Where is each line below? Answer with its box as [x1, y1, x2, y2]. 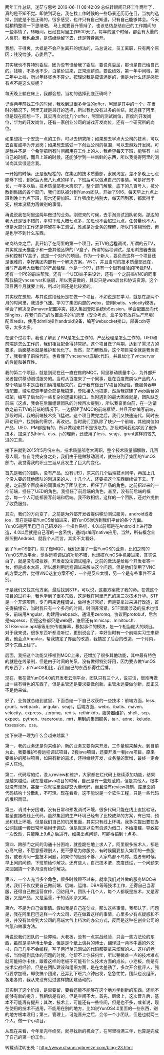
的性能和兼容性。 [5, 359, 40, 365]
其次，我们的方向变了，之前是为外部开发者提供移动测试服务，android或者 [5, 511, 153, 516]
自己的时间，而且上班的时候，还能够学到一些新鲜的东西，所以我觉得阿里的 [5, 154, 155, 160]
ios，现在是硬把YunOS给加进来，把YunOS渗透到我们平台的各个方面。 [5, 517, 145, 523]
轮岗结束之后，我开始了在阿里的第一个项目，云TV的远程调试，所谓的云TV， [5, 240, 158, 246]
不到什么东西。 [18, 230, 48, 236]
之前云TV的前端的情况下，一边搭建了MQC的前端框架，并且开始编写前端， [9, 406, 158, 412]
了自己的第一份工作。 [5, 1034, 48, 1040]
